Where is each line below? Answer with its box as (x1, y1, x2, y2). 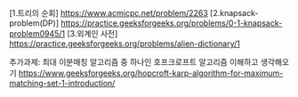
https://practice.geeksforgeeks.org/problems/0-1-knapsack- (60, 18, 283, 28)
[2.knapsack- (210, 8, 259, 18)
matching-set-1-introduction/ (9, 78, 116, 88)
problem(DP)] (9, 18, 60, 28)
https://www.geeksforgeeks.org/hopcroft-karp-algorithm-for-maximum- (18, 68, 284, 78)
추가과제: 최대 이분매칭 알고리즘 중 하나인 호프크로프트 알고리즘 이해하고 (9, 57, 259, 67)
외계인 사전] (77, 28, 118, 38)
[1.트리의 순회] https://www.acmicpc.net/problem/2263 (9, 8, 209, 18)
